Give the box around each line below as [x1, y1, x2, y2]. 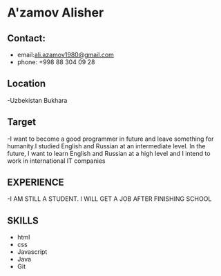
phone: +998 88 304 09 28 [17, 58, 95, 66]
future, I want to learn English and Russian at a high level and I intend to [7, 149, 211, 157]
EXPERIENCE [7, 177, 64, 188]
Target [7, 116, 37, 128]
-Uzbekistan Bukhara [7, 96, 68, 104]
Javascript [17, 248, 48, 256]
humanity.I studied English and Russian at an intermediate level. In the [7, 141, 206, 150]
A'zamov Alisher [7, 5, 104, 21]
